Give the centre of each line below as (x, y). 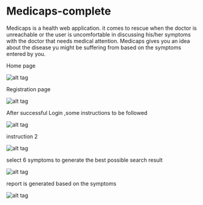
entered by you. (26, 54)
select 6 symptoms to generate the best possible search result (84, 160)
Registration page (28, 89)
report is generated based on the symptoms (61, 183)
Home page (21, 66)
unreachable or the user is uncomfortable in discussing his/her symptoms (99, 34)
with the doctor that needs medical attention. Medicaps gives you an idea (98, 41)
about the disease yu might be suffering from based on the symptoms (94, 47)
